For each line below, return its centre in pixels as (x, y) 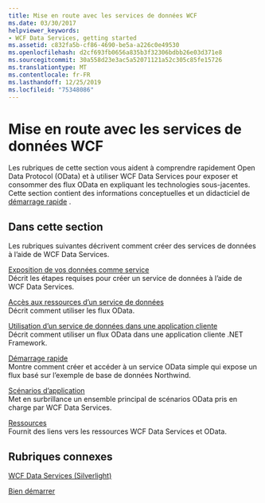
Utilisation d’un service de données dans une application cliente (113, 326)
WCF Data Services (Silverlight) (60, 475)
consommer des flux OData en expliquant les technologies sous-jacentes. (129, 185)
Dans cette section (56, 226)
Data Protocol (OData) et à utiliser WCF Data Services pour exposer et (123, 177)
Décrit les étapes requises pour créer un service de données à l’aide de (125, 279)
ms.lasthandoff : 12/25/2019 (55, 82)
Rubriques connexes (60, 456)
